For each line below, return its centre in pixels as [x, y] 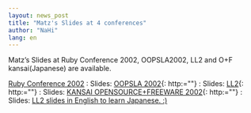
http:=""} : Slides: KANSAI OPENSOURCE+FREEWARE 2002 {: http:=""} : [125, 92]
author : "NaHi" [33, 30]
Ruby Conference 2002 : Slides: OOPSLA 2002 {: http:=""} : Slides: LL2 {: [126, 84]
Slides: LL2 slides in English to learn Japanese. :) [88, 100]
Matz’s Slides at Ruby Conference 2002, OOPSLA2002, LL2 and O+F [121, 60]
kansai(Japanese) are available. [60, 69]
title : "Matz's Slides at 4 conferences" [78, 23]
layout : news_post [38, 15]
